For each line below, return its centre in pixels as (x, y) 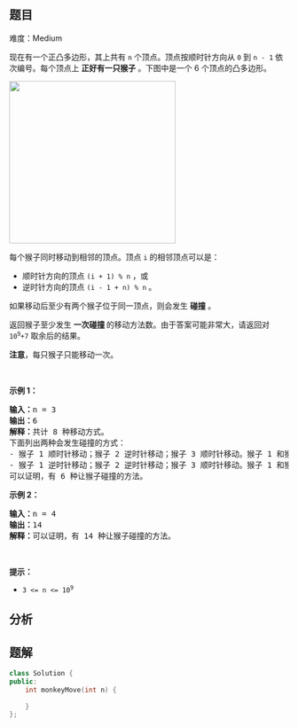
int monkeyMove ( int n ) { (71, 690)
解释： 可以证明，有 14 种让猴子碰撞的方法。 (92, 535)
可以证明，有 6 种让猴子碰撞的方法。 (78, 476)
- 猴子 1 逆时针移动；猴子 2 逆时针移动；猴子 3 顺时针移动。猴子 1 (141, 465)
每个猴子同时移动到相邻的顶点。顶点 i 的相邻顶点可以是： (114, 257)
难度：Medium (36, 38)
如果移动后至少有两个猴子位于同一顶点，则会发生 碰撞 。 (112, 305)
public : (24, 681)
